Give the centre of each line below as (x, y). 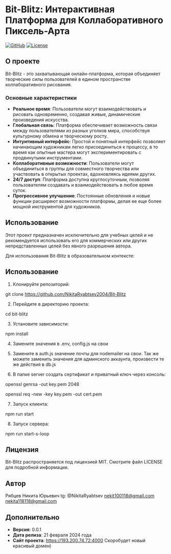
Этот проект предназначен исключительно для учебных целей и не (79, 235)
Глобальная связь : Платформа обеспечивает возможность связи (85, 125)
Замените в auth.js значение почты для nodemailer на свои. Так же (86, 353)
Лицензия (22, 450)
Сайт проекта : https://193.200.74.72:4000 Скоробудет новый (79, 541)
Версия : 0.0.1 (27, 529)
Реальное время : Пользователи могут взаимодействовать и (79, 109)
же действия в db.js (34, 364)
